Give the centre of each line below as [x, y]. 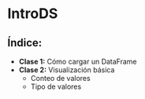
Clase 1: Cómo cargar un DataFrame [78, 61]
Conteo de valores [61, 78]
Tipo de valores [56, 86]
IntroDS [33, 14]
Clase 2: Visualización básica [67, 70]
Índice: [25, 43]
